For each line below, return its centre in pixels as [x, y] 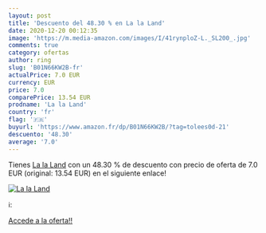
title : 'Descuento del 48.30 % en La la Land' [87, 23]
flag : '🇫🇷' [28, 120]
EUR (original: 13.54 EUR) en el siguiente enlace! [88, 173]
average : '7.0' [33, 142]
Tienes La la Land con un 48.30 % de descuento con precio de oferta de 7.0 [133, 164]
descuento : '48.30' [41, 134]
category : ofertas [39, 53]
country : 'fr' [32, 113]
